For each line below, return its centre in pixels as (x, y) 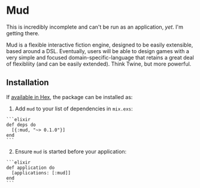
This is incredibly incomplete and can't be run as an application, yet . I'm (95, 27)
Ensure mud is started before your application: (71, 151)
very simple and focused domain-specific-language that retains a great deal (100, 57)
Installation (28, 83)
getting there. (23, 33)
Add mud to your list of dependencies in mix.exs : (74, 109)
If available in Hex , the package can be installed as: (69, 97)
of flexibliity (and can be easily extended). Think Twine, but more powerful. (99, 64)
